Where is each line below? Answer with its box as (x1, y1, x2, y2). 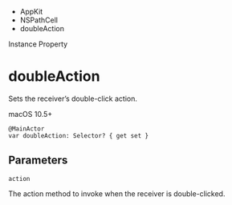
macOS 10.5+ (8, 109, 53, 119)
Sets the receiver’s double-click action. (8, 94, 138, 103)
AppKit (19, 7, 43, 16)
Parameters (8, 154, 68, 167)
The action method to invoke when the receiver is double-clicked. (8, 188, 226, 199)
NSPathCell (19, 15, 59, 25)
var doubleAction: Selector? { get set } (8, 131, 149, 139)
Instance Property (8, 39, 68, 49)
